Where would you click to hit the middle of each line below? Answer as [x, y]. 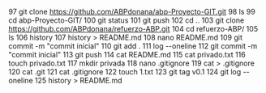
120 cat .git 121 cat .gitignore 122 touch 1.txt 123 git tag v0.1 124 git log [125, 72]
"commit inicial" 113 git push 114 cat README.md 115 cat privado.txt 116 [127, 55]
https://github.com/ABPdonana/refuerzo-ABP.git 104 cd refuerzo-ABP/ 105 [133, 29]
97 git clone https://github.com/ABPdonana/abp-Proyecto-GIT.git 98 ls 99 [132, 12]
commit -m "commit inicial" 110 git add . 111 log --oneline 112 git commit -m [133, 46]
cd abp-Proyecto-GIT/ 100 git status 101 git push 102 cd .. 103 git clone [127, 20]
